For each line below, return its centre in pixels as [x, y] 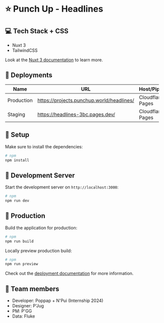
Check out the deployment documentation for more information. [69, 274]
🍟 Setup [17, 135]
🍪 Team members [32, 289]
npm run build [20, 241]
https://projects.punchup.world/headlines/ [86, 100]
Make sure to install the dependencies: [44, 146]
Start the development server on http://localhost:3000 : [62, 187]
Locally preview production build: [39, 251]
